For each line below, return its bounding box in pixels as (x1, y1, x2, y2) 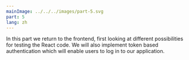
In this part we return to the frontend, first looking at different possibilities (6, 36, 184, 43)
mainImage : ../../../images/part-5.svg (6, 8, 104, 15)
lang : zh (6, 19, 28, 25)
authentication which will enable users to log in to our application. (6, 48, 165, 55)
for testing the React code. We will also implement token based (6, 41, 158, 48)
